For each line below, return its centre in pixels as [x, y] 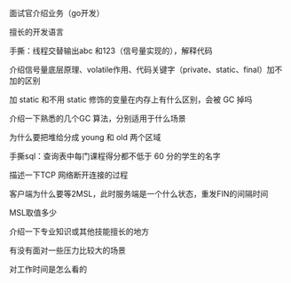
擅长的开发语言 [36, 32]
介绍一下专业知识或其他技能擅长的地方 [79, 232]
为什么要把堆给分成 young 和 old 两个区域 [85, 137]
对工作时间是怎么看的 [48, 269]
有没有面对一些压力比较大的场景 [67, 250]
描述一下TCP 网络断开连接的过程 [69, 175]
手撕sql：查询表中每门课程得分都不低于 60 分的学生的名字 [115, 156]
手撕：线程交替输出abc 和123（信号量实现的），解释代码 [111, 51]
